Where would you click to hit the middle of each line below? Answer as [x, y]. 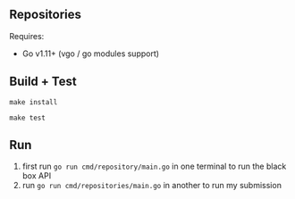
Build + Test [43, 82]
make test [28, 118]
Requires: [27, 36]
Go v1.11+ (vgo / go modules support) [90, 54]
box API [37, 176]
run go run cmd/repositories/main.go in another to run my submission [152, 186]
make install [34, 102]
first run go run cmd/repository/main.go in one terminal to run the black [154, 166]
